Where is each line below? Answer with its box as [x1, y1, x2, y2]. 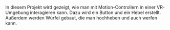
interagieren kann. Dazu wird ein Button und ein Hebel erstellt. [30, 9, 161, 15]
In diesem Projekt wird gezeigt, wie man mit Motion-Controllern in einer [5, 4, 156, 10]
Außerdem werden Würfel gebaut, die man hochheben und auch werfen [5, 15, 158, 20]
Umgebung [5, 9, 29, 15]
